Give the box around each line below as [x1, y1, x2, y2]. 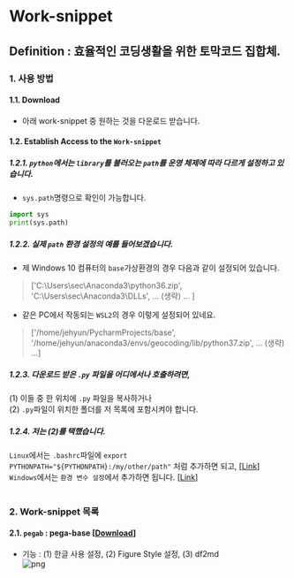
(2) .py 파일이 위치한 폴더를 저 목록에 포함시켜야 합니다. [9, 404, 199, 414]
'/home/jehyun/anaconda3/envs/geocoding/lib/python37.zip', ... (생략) [30, 338, 285, 348]
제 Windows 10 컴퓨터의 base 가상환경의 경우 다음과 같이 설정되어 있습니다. [21, 262, 280, 273]
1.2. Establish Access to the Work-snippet [9, 136, 162, 147]
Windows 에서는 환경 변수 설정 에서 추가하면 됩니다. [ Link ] [9, 471, 199, 483]
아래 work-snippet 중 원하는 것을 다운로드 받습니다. [21, 115, 200, 125]
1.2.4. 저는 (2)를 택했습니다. [9, 426, 106, 437]
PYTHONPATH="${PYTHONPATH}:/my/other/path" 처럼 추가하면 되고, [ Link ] [9, 460, 260, 471]
